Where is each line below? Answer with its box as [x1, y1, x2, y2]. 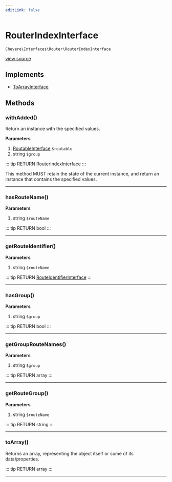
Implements [5, 70, 45, 79]
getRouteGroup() [5, 390, 49, 397]
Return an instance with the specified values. [5, 126, 100, 132]
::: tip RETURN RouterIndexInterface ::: [5, 161, 86, 167]
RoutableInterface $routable [12, 145, 73, 151]
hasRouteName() [5, 193, 49, 201]
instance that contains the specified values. [5, 176, 97, 182]
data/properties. [5, 456, 39, 462]
